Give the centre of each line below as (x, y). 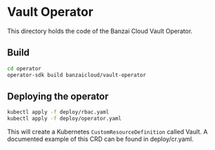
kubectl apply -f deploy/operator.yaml (64, 119)
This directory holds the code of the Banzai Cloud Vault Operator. (100, 31)
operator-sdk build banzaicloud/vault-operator (77, 75)
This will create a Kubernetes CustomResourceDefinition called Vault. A (107, 132)
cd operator (24, 68)
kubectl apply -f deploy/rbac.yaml (58, 112)
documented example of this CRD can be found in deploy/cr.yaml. (101, 139)
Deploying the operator (58, 96)
